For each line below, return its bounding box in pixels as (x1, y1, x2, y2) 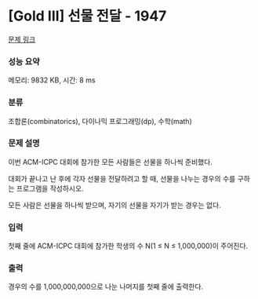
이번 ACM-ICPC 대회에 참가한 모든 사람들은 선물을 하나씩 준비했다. (8, 157, 213, 166)
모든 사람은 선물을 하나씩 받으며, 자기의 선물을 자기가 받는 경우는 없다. (8, 200, 221, 210)
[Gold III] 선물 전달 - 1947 (8, 7, 167, 25)
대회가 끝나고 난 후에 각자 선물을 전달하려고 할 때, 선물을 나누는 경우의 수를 (8, 173, 236, 183)
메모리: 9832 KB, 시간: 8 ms (8, 75, 96, 85)
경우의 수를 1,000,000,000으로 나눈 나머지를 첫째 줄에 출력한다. (8, 282, 204, 291)
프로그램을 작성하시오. (16, 184, 84, 193)
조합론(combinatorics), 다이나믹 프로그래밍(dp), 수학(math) (8, 116, 192, 126)
